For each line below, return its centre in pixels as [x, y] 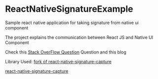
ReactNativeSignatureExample [69, 9]
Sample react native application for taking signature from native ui [72, 23]
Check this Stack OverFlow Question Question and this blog [66, 52]
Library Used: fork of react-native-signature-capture [58, 61]
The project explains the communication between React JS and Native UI [79, 37]
